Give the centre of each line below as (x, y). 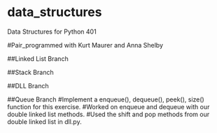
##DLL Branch (28, 85)
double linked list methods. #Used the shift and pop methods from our (108, 114)
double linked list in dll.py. (44, 121)
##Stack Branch (30, 72)
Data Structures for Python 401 (52, 31)
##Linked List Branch (38, 58)
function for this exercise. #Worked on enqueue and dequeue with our (108, 106)
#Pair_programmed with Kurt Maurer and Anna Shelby (85, 45)
